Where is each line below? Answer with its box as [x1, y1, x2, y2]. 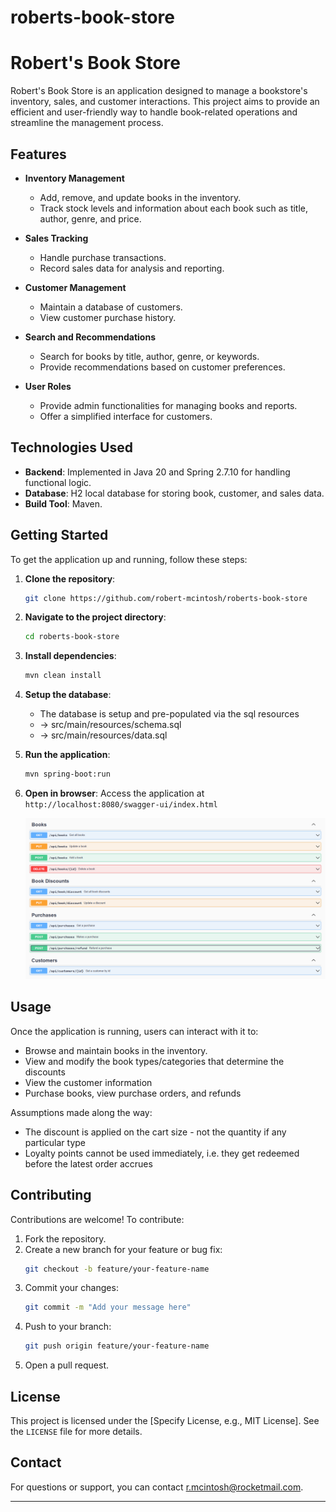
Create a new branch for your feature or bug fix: [24, 1243, 223, 1255]
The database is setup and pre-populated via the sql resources [39, 708, 300, 720]
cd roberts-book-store [24, 632, 120, 642]
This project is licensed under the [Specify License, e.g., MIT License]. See [10, 1415, 320, 1427]
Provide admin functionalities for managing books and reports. [39, 399, 298, 411]
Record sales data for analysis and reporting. [39, 262, 225, 274]
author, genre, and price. [39, 212, 142, 225]
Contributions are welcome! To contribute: [10, 1213, 185, 1225]
